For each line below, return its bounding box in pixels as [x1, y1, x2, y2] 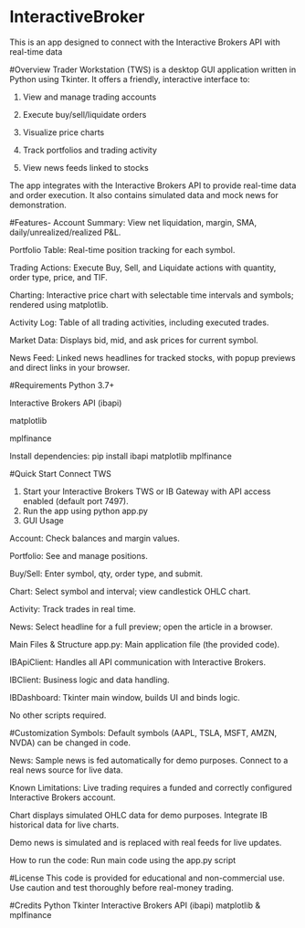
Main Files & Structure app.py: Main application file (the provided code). [9, 638, 280, 649]
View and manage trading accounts [22, 91, 157, 102]
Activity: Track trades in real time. [9, 603, 136, 614]
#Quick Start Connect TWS [9, 468, 112, 479]
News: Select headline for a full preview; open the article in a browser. [9, 621, 273, 632]
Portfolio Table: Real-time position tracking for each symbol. [9, 244, 236, 255]
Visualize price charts [22, 126, 105, 138]
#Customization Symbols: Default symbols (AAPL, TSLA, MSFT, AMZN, [9, 727, 278, 738]
